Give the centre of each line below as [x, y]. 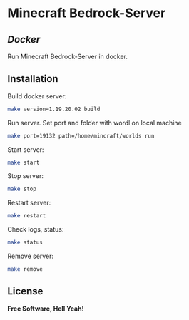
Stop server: [26, 176]
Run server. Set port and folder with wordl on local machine [94, 123]
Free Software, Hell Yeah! [46, 309]
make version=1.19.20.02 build [54, 109]
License [25, 291]
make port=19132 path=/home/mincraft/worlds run [81, 136]
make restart [27, 216]
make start [24, 162]
